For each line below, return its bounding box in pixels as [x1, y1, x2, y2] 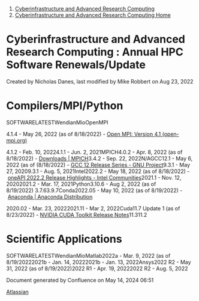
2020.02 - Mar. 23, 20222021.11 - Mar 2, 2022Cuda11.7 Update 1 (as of [6, 204, 180, 212]
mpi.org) [6, 136, 28, 144]
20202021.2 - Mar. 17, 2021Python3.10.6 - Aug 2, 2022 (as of [6, 180, 156, 187]
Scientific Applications [6, 233, 122, 246]
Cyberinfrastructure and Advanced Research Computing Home [14, 11, 171, 19]
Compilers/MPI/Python [6, 99, 123, 113]
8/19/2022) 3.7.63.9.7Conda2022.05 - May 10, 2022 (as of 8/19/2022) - [6, 186, 183, 194]
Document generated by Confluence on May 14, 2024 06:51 [6, 276, 154, 284]
